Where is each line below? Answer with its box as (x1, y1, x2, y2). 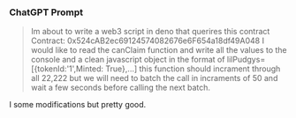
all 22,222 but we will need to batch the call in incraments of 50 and (30, 73, 278, 84)
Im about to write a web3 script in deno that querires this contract (30, 26, 270, 37)
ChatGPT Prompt (9, 6, 84, 18)
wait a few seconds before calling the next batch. (30, 82, 210, 93)
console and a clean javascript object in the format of (30, 55, 225, 65)
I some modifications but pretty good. (9, 100, 147, 110)
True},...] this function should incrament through (105, 63, 281, 74)
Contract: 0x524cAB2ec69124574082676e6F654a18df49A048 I (30, 35, 265, 46)
